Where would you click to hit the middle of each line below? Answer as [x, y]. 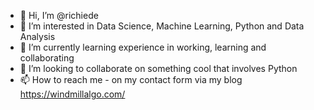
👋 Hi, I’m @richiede [59, 15]
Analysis [37, 36]
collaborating [47, 58]
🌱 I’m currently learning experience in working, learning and [143, 47]
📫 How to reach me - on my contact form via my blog [131, 79]
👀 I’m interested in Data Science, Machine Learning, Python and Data [162, 26]
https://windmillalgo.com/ [72, 94]
